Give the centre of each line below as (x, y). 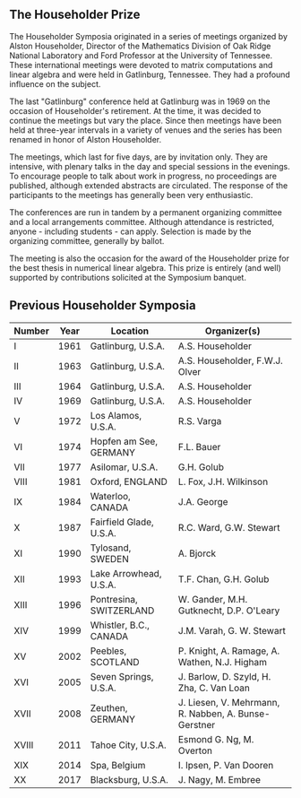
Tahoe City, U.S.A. (129, 745)
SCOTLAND (115, 662)
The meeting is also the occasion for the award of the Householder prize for (149, 258)
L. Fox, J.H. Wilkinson (223, 481)
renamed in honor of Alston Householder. (86, 139)
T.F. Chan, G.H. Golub (224, 579)
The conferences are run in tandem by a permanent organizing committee (146, 212)
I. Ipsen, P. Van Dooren (226, 765)
